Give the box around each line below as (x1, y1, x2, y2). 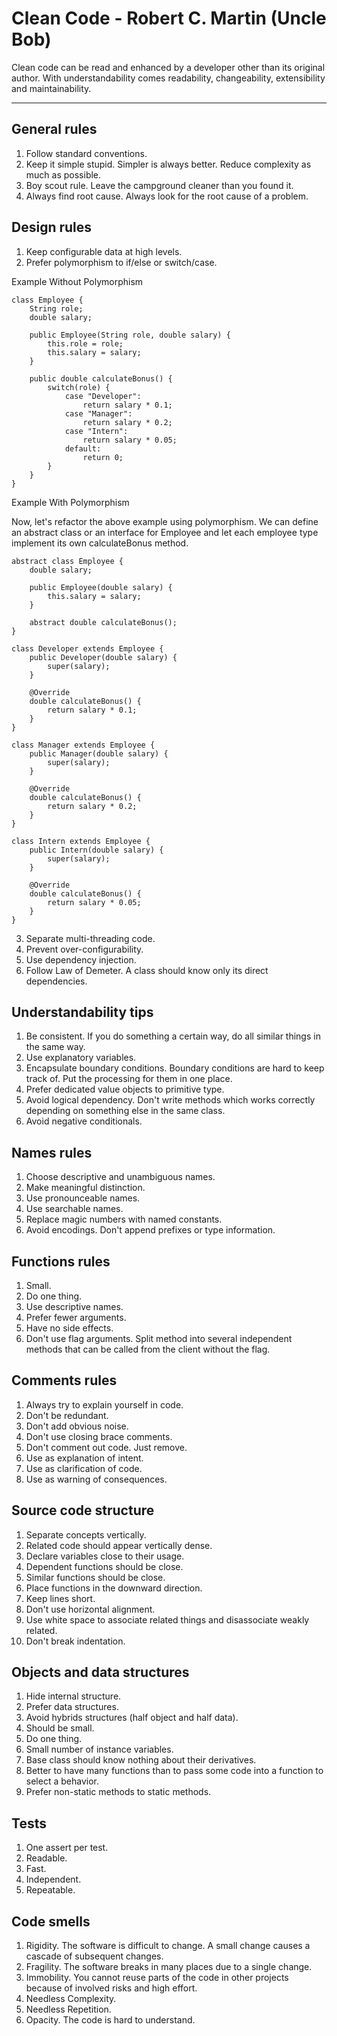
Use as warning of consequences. (25, 1473, 168, 1485)
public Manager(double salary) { (29, 748, 169, 759)
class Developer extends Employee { (11, 643, 164, 654)
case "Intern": (64, 426, 129, 436)
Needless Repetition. (25, 2003, 112, 2016)
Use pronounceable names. (25, 1192, 141, 1204)
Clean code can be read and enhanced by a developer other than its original (11, 61, 326, 73)
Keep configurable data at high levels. (25, 245, 183, 257)
